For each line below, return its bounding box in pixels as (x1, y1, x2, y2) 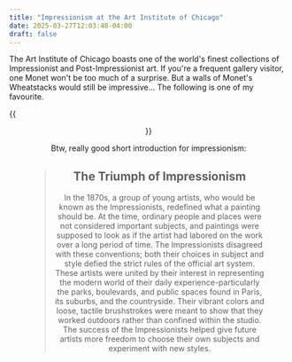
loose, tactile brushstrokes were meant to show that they (56, 305, 264, 316)
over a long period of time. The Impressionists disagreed (56, 240, 263, 250)
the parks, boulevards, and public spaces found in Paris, (57, 287, 263, 297)
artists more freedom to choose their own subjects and (59, 334, 260, 344)
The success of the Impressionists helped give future (62, 325, 257, 335)
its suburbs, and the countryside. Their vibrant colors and (54, 296, 265, 307)
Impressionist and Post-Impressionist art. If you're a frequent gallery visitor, (9, 63, 285, 74)
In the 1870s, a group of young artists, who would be (64, 193, 256, 203)
